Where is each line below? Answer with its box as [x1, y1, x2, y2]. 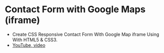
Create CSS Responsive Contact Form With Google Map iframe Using [12, 31, 160, 37]
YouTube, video [12, 42, 46, 48]
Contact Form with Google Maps [5, 4, 146, 15]
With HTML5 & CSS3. [12, 37, 58, 43]
